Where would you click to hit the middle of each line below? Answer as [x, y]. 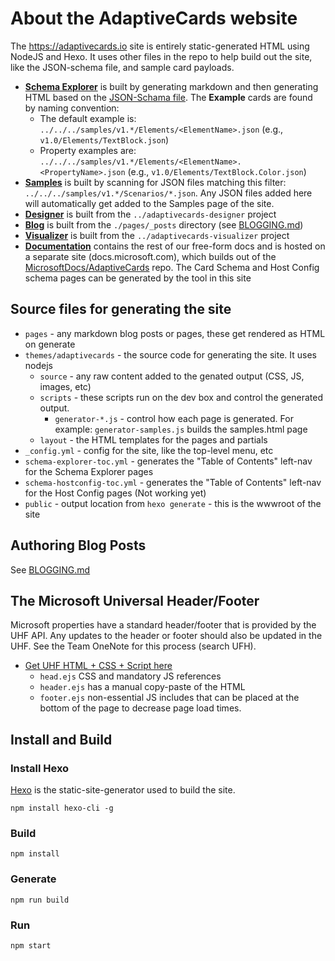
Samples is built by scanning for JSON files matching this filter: [155, 182]
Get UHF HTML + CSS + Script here [98, 666]
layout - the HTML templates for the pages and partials [153, 439]
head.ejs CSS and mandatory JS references [130, 676]
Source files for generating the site [121, 309]
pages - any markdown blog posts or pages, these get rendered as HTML [175, 333]
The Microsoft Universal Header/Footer [135, 600]
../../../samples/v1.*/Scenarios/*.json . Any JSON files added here [168, 193]
